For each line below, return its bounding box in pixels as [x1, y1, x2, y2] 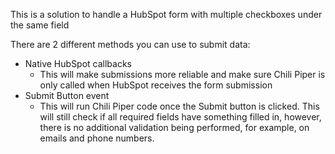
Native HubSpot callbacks [24, 58, 133, 69]
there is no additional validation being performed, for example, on [39, 122, 310, 133]
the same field [10, 19, 70, 31]
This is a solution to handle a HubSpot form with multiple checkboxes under [10, 9, 323, 20]
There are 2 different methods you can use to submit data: [10, 39, 251, 50]
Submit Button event [24, 90, 110, 101]
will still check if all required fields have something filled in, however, [39, 111, 322, 123]
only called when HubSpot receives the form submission [39, 79, 273, 91]
